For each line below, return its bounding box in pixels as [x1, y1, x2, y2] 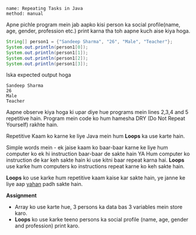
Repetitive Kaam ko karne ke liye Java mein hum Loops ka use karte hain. [6, 133, 185, 140]
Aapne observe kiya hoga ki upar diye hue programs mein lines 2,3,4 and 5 [6, 109, 189, 116]
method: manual [6, 11, 44, 17]
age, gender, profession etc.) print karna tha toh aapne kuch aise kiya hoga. [6, 27, 191, 34]
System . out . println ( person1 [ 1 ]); [6, 50, 89, 56]
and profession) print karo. [14, 222, 80, 230]
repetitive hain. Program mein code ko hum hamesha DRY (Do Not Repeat [6, 115, 185, 122]
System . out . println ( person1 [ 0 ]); [6, 44, 89, 50]
